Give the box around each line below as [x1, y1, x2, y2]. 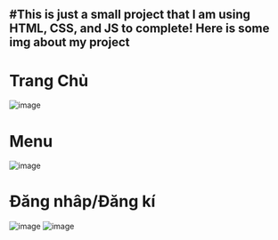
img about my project [9, 35, 130, 50]
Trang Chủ [9, 70, 89, 91]
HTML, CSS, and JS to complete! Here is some [9, 21, 270, 36]
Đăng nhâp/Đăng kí [9, 191, 156, 212]
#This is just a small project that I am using [9, 7, 251, 22]
